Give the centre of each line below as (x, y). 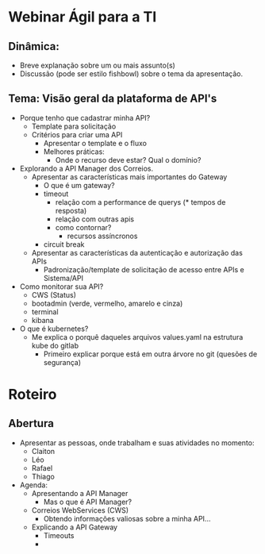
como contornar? (83, 227)
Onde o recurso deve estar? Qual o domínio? (128, 160)
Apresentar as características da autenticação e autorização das (137, 252)
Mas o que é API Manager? (88, 502)
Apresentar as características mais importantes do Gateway (129, 177)
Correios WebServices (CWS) (80, 510)
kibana (42, 320)
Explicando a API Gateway (74, 527)
